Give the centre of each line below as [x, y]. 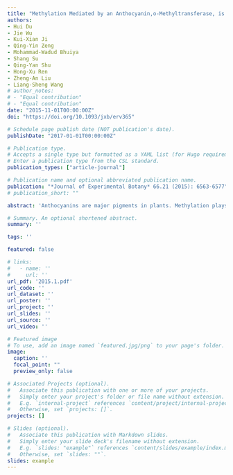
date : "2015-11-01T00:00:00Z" [51, 110]
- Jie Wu [20, 33]
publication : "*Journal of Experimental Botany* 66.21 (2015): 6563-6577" [118, 187]
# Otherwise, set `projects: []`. [60, 410]
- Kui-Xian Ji [28, 40]
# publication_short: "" [43, 193]
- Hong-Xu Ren [28, 71]
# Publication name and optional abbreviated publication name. [102, 180]
